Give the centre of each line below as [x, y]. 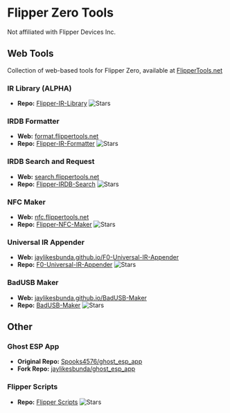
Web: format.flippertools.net [58, 136]
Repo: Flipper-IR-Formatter [56, 144]
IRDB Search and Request [51, 162]
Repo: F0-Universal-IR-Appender [65, 265]
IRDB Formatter [34, 121]
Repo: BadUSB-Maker [49, 305]
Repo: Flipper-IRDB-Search [56, 184]
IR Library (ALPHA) [39, 88]
